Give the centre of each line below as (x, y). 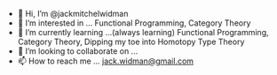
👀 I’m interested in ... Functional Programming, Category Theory (134, 23)
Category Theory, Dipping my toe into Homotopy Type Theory (131, 41)
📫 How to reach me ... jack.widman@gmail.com (105, 61)
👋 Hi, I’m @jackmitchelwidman (73, 14)
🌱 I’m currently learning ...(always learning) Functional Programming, (143, 32)
